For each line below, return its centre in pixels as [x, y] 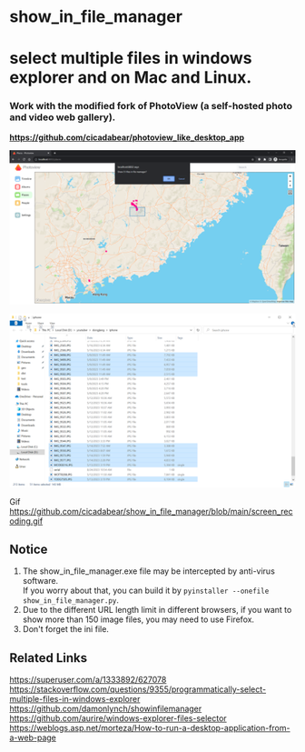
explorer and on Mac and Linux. [131, 78]
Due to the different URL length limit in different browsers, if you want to [157, 610]
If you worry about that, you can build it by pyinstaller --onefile [146, 591]
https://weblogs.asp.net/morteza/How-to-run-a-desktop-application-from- [150, 728]
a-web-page [33, 737]
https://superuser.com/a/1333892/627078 [88, 680]
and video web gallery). [63, 117]
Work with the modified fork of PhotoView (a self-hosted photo [151, 106]
